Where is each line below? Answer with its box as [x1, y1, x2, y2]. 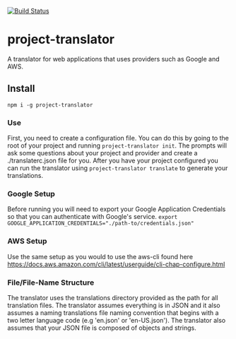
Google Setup [7, 189, 55, 198]
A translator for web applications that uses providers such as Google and [7, 54, 220, 63]
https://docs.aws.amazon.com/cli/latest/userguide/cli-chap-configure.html [7, 260, 225, 268]
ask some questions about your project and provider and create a [7, 149, 198, 157]
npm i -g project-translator [7, 101, 93, 109]
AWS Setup [7, 237, 47, 246]
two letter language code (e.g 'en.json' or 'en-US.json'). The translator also [7, 316, 226, 324]
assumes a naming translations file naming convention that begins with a [7, 308, 219, 317]
